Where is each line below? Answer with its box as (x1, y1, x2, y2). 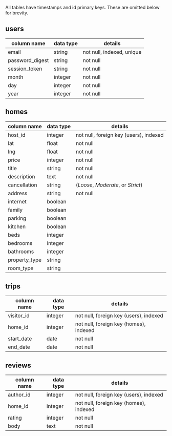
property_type (8, 256, 42, 263)
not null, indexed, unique (82, 48, 142, 55)
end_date (8, 343, 31, 350)
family (8, 206, 23, 213)
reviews (5, 361, 32, 369)
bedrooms (8, 239, 33, 246)
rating (8, 414, 22, 422)
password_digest (8, 56, 49, 64)
